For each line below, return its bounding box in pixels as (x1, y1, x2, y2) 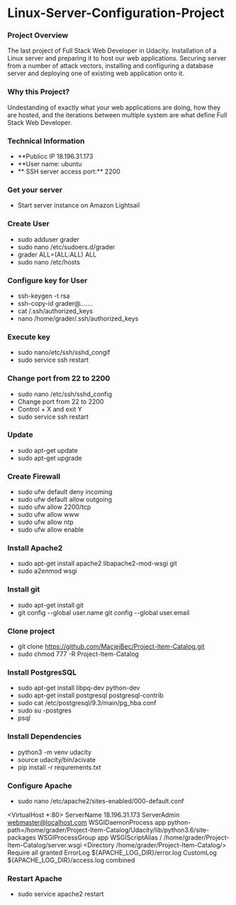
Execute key (7, 332, 51, 342)
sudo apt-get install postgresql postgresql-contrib (17, 691, 164, 700)
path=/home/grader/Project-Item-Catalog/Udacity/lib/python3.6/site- (7, 825, 210, 834)
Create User (7, 219, 50, 229)
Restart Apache (7, 873, 62, 883)
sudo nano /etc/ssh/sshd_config (17, 390, 112, 398)
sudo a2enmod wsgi (17, 567, 78, 575)
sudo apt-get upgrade (17, 454, 83, 462)
